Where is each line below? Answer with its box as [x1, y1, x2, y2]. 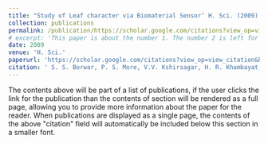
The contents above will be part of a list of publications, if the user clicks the [8, 85, 259, 95]
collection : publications [8, 19, 94, 27]
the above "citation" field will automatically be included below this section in [8, 118, 258, 128]
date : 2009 [8, 41, 45, 49]
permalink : [8, 26, 45, 34]
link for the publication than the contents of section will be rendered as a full [8, 93, 258, 103]
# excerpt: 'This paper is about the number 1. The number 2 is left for [8, 33, 259, 42]
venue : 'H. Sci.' [8, 48, 66, 56]
